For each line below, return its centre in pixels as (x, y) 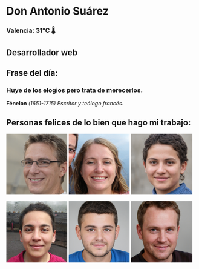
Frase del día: (32, 73)
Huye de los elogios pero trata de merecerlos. (75, 90)
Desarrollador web (42, 52)
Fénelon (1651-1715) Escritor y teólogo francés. (65, 104)
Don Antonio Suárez (57, 11)
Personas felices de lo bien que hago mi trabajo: (99, 122)
